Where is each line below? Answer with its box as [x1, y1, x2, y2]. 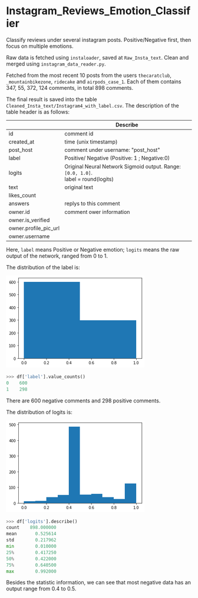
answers [8, 200, 29, 207]
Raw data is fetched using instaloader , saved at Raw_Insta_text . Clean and [6, 54, 189, 61]
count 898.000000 [6, 525, 57, 531]
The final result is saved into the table [6, 96, 97, 103]
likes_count [8, 192, 37, 199]
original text [64, 183, 93, 190]
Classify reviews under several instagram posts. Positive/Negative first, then [6, 36, 192, 43]
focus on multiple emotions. [6, 43, 74, 50]
